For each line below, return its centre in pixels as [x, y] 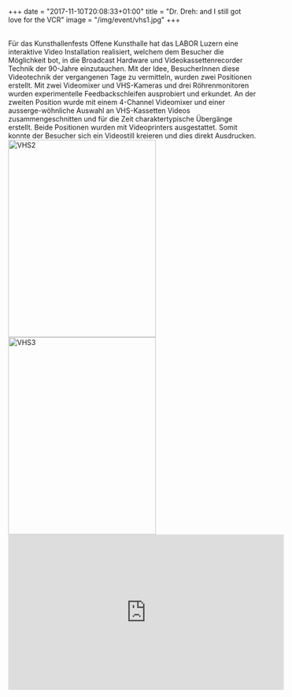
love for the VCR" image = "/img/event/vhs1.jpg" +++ [94, 20]
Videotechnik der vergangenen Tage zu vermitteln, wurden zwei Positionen [130, 77]
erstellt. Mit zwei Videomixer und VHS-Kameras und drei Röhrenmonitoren [129, 85]
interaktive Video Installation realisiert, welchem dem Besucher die [116, 52]
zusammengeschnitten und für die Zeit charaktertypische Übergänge [120, 119]
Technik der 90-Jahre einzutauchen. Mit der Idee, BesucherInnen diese [124, 69]
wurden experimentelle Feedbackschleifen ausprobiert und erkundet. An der [132, 94]
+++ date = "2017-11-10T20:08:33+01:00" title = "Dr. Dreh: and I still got [125, 11]
